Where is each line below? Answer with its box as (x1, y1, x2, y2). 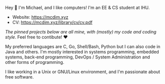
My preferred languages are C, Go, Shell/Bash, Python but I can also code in (5, 44, 161, 49)
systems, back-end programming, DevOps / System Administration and (5, 54, 150, 60)
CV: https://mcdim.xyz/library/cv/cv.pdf (12, 20, 93, 25)
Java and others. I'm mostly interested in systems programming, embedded (5, 49, 159, 55)
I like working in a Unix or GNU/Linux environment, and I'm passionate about (5, 69, 161, 75)
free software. (5, 74, 34, 80)
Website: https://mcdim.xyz (12, 14, 69, 20)
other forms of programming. (5, 59, 64, 65)
